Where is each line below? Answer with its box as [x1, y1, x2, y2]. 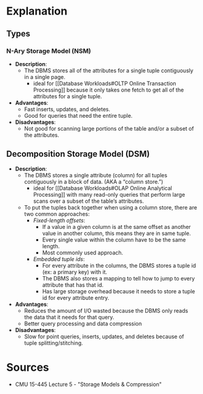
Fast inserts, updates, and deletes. [24, 105, 110, 113]
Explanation [6, 4, 68, 18]
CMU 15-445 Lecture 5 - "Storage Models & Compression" [15, 381, 162, 388]
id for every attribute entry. [42, 294, 110, 301]
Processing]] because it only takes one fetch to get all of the [33, 86, 184, 93]
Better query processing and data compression [24, 320, 142, 327]
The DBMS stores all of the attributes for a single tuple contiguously [24, 67, 194, 74]
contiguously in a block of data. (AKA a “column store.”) [24, 178, 164, 185]
